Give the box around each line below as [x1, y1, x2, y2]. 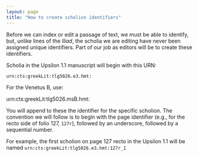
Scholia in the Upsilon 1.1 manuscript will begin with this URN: [6, 61, 157, 69]
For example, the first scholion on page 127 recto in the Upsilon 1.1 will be [6, 137, 185, 144]
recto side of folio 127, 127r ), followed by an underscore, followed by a [6, 119, 178, 126]
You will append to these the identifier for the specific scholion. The [6, 107, 173, 114]
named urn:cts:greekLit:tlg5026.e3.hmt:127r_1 [6, 144, 126, 151]
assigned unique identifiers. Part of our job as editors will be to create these [6, 43, 193, 51]
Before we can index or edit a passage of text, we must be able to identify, [6, 31, 189, 38]
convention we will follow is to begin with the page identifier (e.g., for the [6, 113, 185, 120]
